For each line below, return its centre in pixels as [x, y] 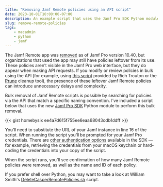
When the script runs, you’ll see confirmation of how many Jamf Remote [77, 160]
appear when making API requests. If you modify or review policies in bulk [79, 70]
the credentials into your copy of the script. [63, 150]
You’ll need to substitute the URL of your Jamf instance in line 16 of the [76, 130]
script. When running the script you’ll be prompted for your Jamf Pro [73, 135]
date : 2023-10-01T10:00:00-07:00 [39, 14]
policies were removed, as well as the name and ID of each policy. [71, 165]
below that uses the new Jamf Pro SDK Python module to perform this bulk [80, 105]
